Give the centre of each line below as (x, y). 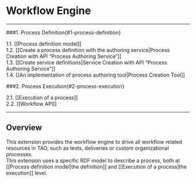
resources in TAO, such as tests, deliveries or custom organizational (87, 148)
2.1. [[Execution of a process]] (42, 97)
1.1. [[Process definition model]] (44, 44)
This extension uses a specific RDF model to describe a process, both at (93, 160)
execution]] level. (27, 173)
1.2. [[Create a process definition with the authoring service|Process (88, 50)
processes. (20, 154)
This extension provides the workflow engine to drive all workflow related (94, 142)
